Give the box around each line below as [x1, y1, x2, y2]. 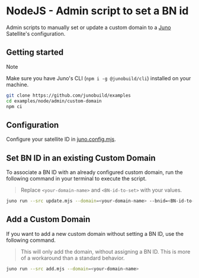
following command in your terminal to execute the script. [6, 175, 147, 182]
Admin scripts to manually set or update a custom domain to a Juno [6, 24, 171, 31]
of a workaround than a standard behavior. [20, 254, 125, 261]
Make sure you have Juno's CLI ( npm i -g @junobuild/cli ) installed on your [6, 74, 191, 81]
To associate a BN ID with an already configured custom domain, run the [6, 169, 183, 176]
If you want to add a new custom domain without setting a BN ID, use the [6, 230, 184, 237]
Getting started [6, 48, 64, 58]
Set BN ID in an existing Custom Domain [6, 153, 156, 163]
